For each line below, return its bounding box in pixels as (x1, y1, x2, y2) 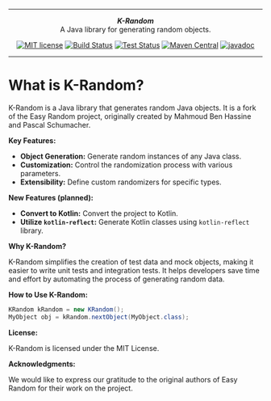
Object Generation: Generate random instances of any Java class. (19, 151, 242, 161)
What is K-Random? (8, 76, 144, 95)
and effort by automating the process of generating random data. (8, 274, 225, 284)
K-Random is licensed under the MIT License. (8, 343, 160, 352)
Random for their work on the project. (8, 383, 133, 393)
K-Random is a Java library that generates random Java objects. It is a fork (8, 103, 256, 112)
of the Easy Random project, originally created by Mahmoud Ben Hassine (8, 111, 252, 121)
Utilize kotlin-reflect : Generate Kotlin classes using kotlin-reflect (19, 217, 250, 226)
